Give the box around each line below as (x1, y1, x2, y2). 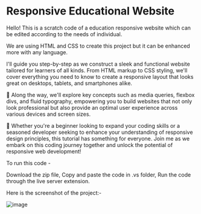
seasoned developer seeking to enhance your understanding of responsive (6, 128, 193, 136)
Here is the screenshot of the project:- (6, 189, 102, 197)
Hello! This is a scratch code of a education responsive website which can (6, 24, 191, 31)
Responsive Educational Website (6, 4, 175, 18)
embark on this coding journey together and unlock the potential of (6, 141, 173, 148)
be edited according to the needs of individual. (6, 30, 123, 37)
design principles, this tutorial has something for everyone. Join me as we (6, 134, 190, 142)
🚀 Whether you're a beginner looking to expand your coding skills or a (6, 122, 180, 129)
